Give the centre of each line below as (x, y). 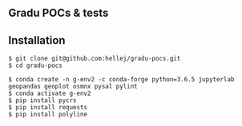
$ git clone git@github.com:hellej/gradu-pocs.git (95, 59)
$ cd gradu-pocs (35, 66)
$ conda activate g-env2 (50, 94)
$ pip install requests (48, 108)
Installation (37, 40)
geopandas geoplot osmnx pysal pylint (73, 87)
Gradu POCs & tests (58, 13)
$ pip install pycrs (43, 100)
